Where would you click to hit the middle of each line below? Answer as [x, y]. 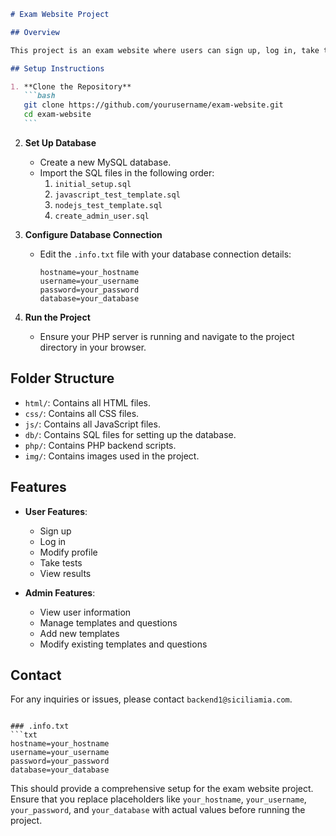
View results [65, 573]
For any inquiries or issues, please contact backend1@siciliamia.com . [151, 699]
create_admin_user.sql [102, 216]
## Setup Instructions [57, 68]
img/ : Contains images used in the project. [112, 456]
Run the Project [57, 317]
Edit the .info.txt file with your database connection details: [165, 254]
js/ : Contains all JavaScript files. [92, 424]
